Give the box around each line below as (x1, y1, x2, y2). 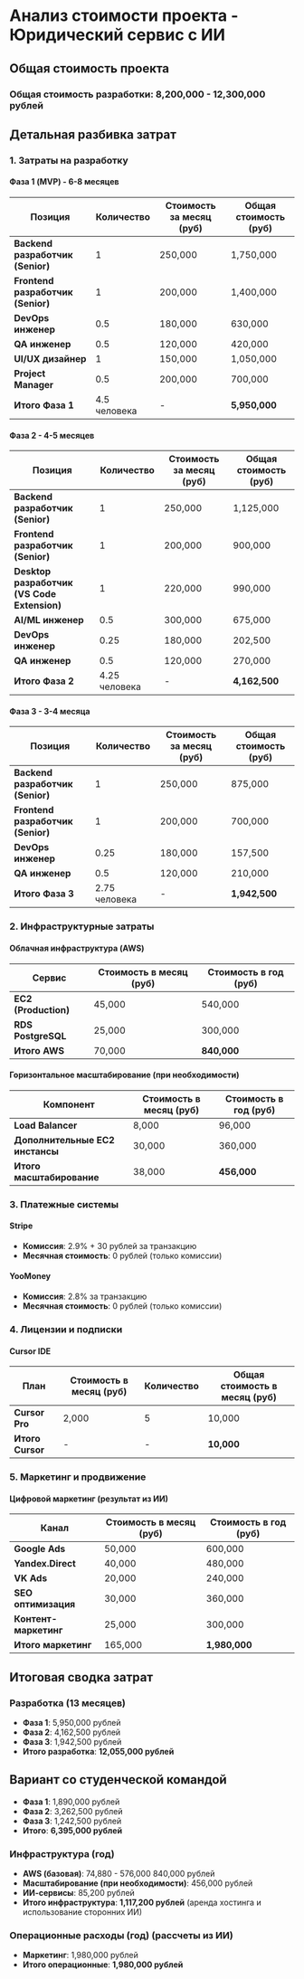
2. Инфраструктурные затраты (9, 920, 155, 933)
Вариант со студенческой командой (9, 1772, 228, 1787)
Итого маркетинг (14, 1639, 92, 1652)
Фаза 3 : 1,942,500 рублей (22, 1737, 122, 1747)
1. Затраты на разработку (9, 154, 128, 166)
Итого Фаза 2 (14, 675, 74, 687)
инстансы (14, 1145, 59, 1158)
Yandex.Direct (14, 1558, 77, 1570)
